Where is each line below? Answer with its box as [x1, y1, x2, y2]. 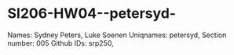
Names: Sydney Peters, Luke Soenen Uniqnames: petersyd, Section [7, 30, 227, 40]
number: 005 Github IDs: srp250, [7, 38, 115, 47]
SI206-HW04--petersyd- [7, 5, 177, 22]
